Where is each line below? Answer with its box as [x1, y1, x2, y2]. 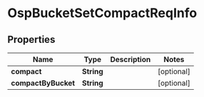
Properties [7, 34, 56, 46]
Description [110, 55, 151, 64]
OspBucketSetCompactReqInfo [7, 5, 198, 21]
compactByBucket [11, 78, 76, 88]
